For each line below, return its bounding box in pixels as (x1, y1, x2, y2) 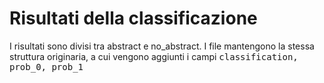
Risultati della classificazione (9, 7, 258, 30)
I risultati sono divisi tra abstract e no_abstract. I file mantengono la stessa (9, 40, 315, 52)
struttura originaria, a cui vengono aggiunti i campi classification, (9, 50, 299, 62)
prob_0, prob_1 (9, 61, 84, 72)
